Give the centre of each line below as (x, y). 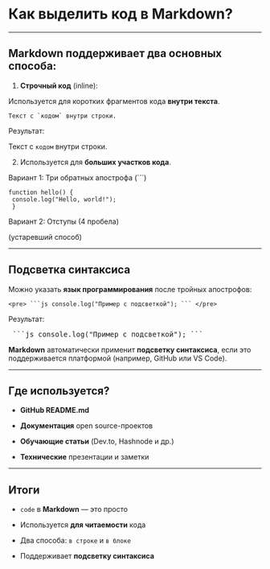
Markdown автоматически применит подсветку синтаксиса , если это (130, 349)
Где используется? (59, 391)
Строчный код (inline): (59, 85)
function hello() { (41, 192)
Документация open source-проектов (86, 426)
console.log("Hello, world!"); (64, 199)
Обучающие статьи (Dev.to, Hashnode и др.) (97, 441)
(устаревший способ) (45, 237)
